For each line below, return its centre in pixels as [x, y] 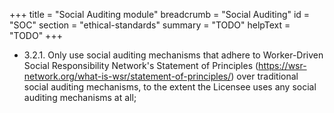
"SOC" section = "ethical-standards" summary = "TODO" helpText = [150, 25]
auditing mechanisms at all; [80, 97]
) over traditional [264, 76]
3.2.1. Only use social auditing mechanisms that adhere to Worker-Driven [173, 55]
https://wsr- [282, 65]
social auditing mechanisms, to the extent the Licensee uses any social [170, 87]
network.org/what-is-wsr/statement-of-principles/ [127, 76]
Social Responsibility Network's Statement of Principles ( [141, 65]
